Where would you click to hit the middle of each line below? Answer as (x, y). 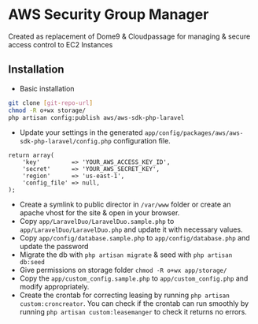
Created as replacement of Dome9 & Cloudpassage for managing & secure (129, 36)
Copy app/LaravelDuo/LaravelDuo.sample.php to (97, 222)
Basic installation (47, 88)
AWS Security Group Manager (109, 15)
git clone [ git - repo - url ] (50, 103)
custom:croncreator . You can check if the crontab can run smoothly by (134, 304)
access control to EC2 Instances (61, 44)
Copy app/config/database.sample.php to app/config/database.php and (135, 238)
